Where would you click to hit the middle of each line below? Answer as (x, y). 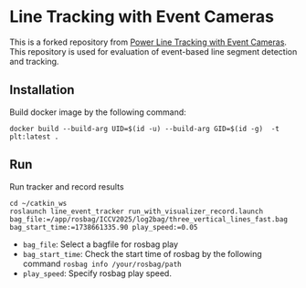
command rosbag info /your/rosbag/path (102, 263)
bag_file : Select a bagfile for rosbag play (100, 244)
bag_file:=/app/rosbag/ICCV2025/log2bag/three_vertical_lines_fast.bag (148, 219)
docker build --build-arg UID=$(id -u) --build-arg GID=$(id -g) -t (145, 129)
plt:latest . (34, 137)
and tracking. (34, 61)
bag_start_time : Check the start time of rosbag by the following (142, 253)
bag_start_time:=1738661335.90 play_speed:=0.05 (104, 227)
